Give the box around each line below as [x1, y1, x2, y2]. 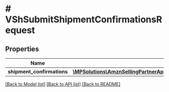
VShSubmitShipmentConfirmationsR [5, 14, 162, 25]
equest [5, 25, 35, 36]
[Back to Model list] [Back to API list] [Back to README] [5, 81, 121, 87]
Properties [5, 44, 39, 53]
